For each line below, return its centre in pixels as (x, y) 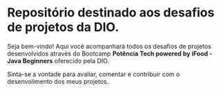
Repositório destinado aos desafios (111, 13)
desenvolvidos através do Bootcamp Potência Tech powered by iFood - (110, 54)
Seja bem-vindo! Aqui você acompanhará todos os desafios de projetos (109, 46)
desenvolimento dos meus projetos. (58, 81)
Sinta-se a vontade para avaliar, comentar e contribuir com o (94, 74)
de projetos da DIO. (63, 27)
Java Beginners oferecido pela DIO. (58, 60)
